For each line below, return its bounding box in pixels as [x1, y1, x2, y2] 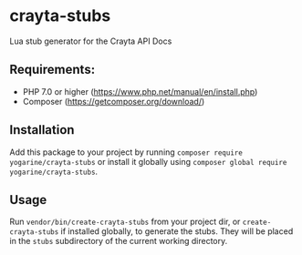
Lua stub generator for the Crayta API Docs [9, 36, 172, 46]
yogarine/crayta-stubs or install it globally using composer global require [9, 156, 287, 167]
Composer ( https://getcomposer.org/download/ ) [22, 96, 205, 107]
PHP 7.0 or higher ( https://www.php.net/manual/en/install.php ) [22, 86, 258, 97]
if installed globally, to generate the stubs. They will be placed [60, 226, 294, 237]
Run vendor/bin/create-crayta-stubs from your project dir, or [9, 216, 241, 228]
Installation [9, 122, 75, 138]
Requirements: [9, 62, 96, 77]
